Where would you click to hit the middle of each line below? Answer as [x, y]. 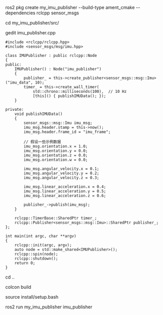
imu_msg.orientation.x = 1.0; [56, 146]
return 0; [25, 263]
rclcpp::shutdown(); [36, 259]
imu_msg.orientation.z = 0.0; [56, 155]
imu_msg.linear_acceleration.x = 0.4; [65, 187]
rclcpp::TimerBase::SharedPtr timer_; [56, 218]
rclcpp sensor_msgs [58, 13]
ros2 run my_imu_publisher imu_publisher [49, 307]
